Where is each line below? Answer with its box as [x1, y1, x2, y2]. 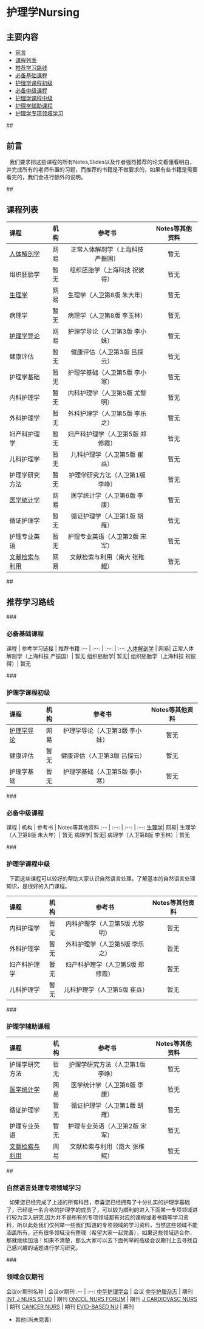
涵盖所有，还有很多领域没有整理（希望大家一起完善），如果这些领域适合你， [6, 1229, 195, 1237]
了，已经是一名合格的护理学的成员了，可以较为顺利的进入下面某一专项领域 [6, 1206, 192, 1214]
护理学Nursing [6, 5, 80, 19]
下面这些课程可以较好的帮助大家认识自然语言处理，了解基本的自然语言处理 [8, 874, 195, 882]
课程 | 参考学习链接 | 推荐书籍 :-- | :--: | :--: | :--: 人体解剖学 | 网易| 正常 [6, 645, 183, 652]
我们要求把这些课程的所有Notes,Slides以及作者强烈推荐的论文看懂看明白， [8, 158, 195, 165]
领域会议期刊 [6, 1272, 44, 1281]
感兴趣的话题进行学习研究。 [11, 1244, 81, 1252]
